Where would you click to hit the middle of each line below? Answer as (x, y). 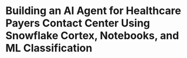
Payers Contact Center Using (78, 23)
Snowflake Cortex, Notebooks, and (92, 36)
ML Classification (49, 48)
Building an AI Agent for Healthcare (93, 11)
